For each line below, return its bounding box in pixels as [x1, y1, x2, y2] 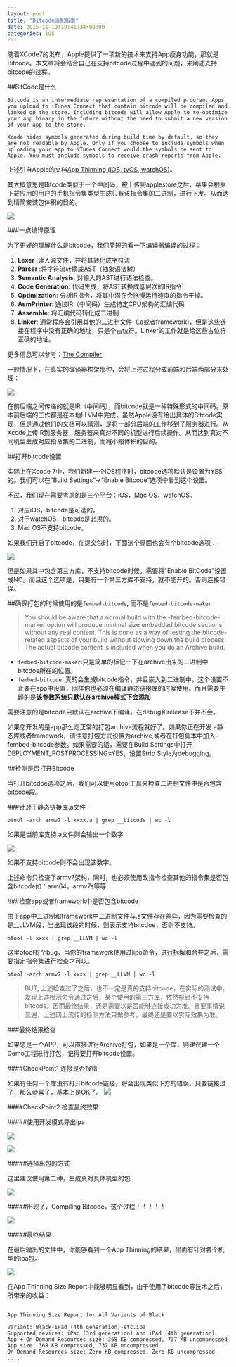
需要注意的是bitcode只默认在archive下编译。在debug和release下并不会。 [7, 708, 220, 717]
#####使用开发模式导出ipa [7, 1118, 86, 1126]
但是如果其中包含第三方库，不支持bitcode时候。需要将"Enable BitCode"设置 [7, 567, 227, 575]
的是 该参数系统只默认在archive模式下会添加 [23, 693, 151, 701]
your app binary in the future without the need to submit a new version [7, 115, 228, 122]
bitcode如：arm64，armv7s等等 [13, 882, 107, 890]
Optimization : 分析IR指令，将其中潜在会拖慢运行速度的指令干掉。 [17, 291, 207, 300]
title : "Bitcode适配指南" [7, 17, 79, 24]
